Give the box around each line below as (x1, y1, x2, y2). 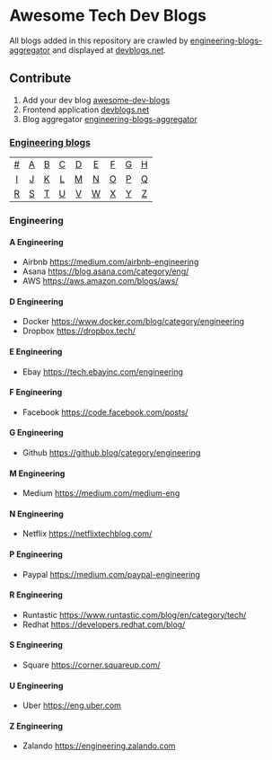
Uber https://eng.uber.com (22, 700, 121, 711)
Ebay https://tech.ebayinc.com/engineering (22, 366, 184, 377)
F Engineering (9, 387, 63, 398)
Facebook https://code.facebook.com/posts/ (22, 406, 189, 418)
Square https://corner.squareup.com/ (22, 659, 161, 670)
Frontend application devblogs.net (22, 104, 150, 115)
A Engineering (9, 236, 65, 247)
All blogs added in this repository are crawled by (9, 35, 189, 46)
